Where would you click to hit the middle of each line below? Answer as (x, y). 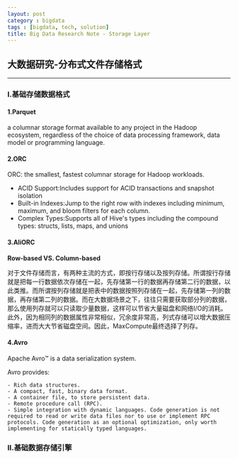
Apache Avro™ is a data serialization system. (72, 358)
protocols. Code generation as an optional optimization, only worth (112, 422)
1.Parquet (22, 111)
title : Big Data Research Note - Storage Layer (79, 34)
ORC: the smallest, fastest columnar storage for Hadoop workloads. (106, 175)
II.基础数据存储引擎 (40, 448)
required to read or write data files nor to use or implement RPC (109, 416)
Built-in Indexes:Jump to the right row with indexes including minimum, (121, 204)
